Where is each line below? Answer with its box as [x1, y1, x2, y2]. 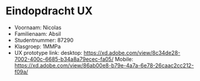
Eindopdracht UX [5, 4, 93, 18]
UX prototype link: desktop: [14, 49, 82, 56]
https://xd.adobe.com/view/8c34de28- [83, 49, 181, 56]
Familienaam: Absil [14, 30, 61, 37]
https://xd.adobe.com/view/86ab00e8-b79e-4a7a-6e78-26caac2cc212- [14, 61, 195, 69]
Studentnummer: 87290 [14, 36, 74, 43]
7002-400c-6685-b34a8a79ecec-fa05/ [14, 55, 114, 63]
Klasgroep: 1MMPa [14, 43, 61, 50]
